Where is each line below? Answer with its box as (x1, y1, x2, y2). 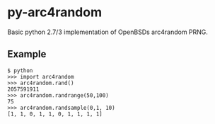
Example (7, 48, 47, 60)
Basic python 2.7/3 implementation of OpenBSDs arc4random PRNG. (7, 28, 209, 36)
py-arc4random (7, 4, 103, 21)
